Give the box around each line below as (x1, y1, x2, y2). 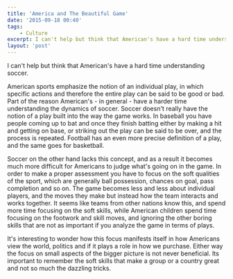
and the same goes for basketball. (7, 142, 105, 149)
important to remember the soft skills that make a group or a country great (7, 257, 220, 264)
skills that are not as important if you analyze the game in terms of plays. (7, 221, 215, 229)
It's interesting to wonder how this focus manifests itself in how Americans (7, 235, 221, 243)
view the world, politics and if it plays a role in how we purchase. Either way (7, 242, 223, 250)
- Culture (19, 29, 49, 37)
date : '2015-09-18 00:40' (7, 17, 82, 24)
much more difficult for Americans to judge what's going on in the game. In (7, 162, 222, 170)
